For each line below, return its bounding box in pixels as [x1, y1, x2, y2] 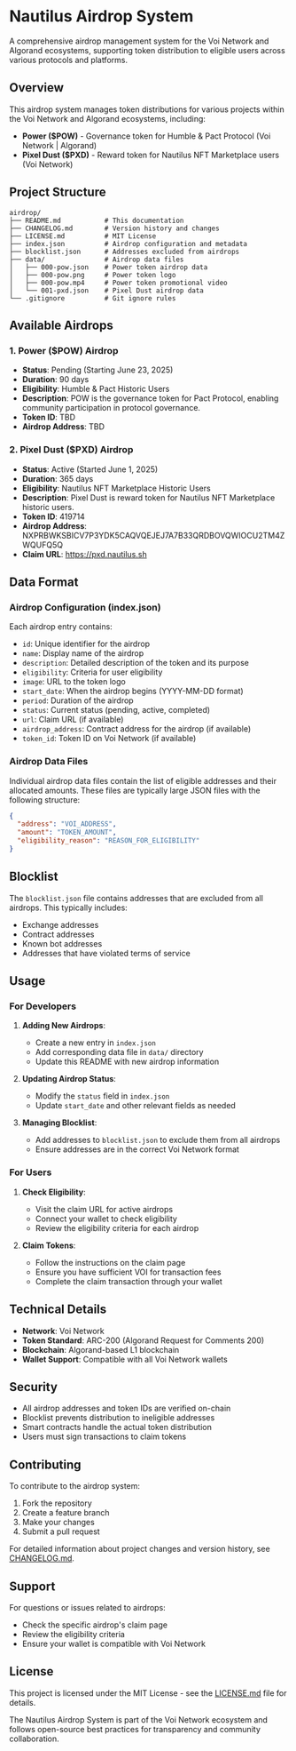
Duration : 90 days [21, 374, 90, 385]
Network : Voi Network [21, 1325, 105, 1336]
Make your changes [21, 1517, 95, 1528]
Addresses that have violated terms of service [21, 947, 191, 958]
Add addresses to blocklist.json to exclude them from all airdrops [35, 1135, 281, 1146]
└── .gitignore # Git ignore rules [9, 293, 176, 303]
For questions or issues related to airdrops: [9, 1602, 166, 1612]
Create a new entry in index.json [35, 1037, 157, 1048]
